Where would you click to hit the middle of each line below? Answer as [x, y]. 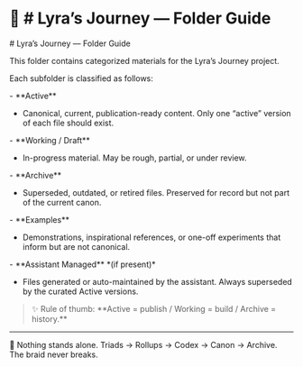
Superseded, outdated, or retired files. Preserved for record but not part [156, 192]
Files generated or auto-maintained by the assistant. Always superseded [157, 281]
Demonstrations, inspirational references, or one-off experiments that [151, 237]
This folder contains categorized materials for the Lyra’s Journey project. [144, 60]
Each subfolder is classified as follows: [81, 78]
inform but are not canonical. [76, 246]
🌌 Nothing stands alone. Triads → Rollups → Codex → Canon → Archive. [143, 344]
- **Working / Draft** [50, 140]
